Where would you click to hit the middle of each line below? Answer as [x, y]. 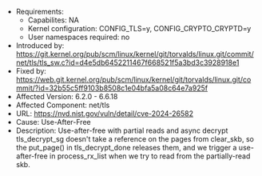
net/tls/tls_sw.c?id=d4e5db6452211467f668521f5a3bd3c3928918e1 [127, 62]
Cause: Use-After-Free [53, 122]
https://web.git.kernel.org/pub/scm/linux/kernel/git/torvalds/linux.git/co [133, 80]
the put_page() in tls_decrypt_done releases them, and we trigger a [126, 148]
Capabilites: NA [54, 20]
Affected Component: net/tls [63, 105]
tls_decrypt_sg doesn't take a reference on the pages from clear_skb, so [135, 139]
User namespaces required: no [79, 37]
